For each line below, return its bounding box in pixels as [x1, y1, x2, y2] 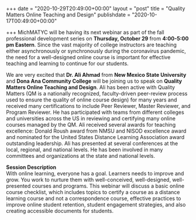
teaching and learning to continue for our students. [6, 60, 129, 67]
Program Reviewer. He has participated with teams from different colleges [6, 109, 184, 116]
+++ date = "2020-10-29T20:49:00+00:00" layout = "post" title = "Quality [6, 5, 185, 12]
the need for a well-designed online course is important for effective [6, 54, 171, 60]
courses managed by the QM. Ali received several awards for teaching [6, 121, 176, 128]
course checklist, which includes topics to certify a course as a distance [6, 189, 180, 195]
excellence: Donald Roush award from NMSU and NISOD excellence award [6, 127, 187, 134]
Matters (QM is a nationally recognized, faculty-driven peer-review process [6, 90, 188, 97]
